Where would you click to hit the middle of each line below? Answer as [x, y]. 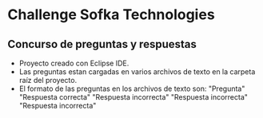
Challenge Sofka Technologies [111, 15]
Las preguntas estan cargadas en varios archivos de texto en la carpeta [137, 72]
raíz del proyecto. [48, 80]
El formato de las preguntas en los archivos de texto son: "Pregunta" [132, 88]
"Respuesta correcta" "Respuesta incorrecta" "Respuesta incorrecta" [133, 97]
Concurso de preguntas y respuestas [102, 44]
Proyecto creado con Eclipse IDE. [74, 63]
